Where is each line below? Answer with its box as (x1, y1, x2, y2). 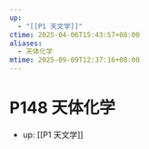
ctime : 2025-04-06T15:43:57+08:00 (9, 30, 141, 39)
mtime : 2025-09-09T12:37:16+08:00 (9, 55, 141, 65)
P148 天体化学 (9, 97, 116, 118)
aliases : (9, 38, 43, 48)
